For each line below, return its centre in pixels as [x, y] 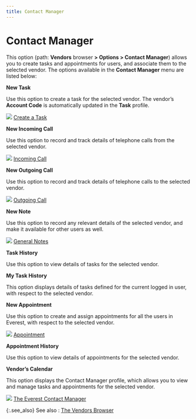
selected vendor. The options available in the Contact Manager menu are [95, 70]
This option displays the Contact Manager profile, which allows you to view [97, 380]
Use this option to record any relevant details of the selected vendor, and [94, 222]
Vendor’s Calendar [29, 369]
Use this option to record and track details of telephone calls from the [90, 140]
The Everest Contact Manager [50, 398]
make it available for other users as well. [55, 229]
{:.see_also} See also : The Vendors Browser [60, 410]
